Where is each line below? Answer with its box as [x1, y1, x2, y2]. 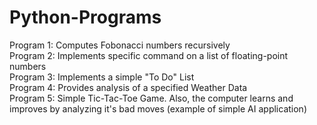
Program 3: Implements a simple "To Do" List [9, 71, 195, 83]
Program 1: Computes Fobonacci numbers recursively [9, 39, 231, 51]
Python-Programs [9, 6, 162, 29]
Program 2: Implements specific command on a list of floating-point [9, 49, 289, 61]
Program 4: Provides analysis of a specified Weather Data [9, 81, 248, 93]
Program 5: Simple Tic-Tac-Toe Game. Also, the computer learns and [9, 92, 294, 104]
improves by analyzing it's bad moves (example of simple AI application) [9, 102, 307, 115]
